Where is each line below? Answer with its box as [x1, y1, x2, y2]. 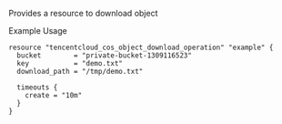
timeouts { [16, 83, 58, 92]
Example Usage [8, 26, 67, 36]
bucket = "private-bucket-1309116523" [16, 51, 193, 60]
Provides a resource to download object [8, 8, 158, 18]
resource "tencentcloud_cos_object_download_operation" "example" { [8, 43, 274, 52]
